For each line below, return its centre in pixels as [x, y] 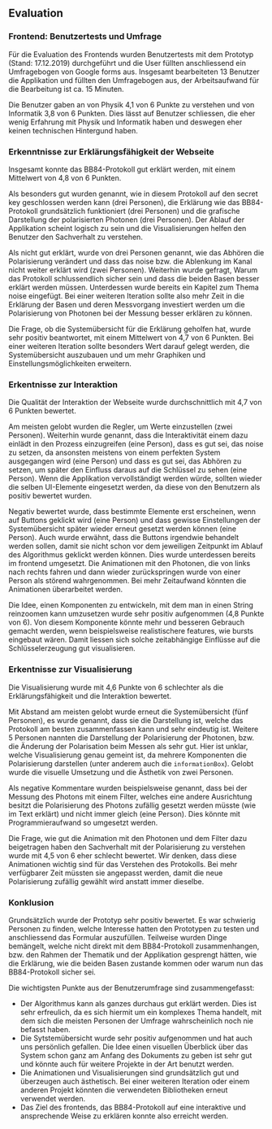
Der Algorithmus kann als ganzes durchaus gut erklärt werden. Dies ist [138, 1003]
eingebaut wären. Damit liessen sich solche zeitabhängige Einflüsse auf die [134, 640]
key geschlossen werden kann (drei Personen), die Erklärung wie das [124, 202]
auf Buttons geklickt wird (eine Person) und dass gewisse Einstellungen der [135, 521]
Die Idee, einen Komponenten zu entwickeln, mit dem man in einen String [131, 605]
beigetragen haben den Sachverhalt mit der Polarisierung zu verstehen [127, 847]
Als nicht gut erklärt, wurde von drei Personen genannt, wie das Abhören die [136, 252]
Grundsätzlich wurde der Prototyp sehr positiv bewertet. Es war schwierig [132, 920]
